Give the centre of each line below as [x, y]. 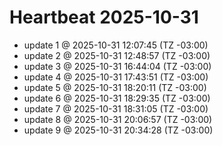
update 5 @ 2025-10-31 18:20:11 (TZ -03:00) [115, 87]
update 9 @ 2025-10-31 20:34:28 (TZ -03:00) [118, 130]
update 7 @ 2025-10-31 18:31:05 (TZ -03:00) [116, 108]
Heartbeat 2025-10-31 [104, 17]
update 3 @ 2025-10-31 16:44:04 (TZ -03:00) [117, 66]
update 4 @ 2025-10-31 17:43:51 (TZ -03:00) [116, 77]
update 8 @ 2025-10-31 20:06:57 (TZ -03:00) [118, 119]
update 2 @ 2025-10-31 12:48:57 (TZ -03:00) [117, 55]
